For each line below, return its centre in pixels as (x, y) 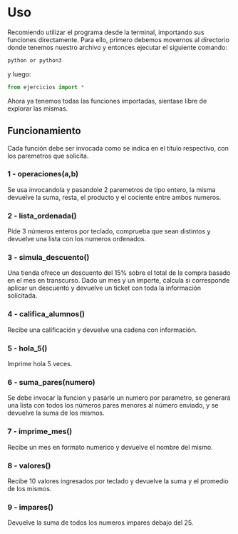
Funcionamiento (44, 131)
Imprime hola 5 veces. (40, 363)
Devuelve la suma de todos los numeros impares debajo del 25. (100, 523)
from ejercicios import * (46, 87)
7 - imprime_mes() (40, 431)
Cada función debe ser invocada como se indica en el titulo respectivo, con (118, 148)
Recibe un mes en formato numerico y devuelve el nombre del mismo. (110, 447)
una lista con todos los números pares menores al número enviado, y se (113, 405)
